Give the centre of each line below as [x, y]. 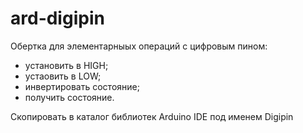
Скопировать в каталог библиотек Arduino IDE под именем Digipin [152, 116]
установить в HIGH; [66, 65]
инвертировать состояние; [82, 86]
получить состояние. [69, 97]
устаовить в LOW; [63, 76]
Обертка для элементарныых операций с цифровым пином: [139, 46]
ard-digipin [57, 18]
